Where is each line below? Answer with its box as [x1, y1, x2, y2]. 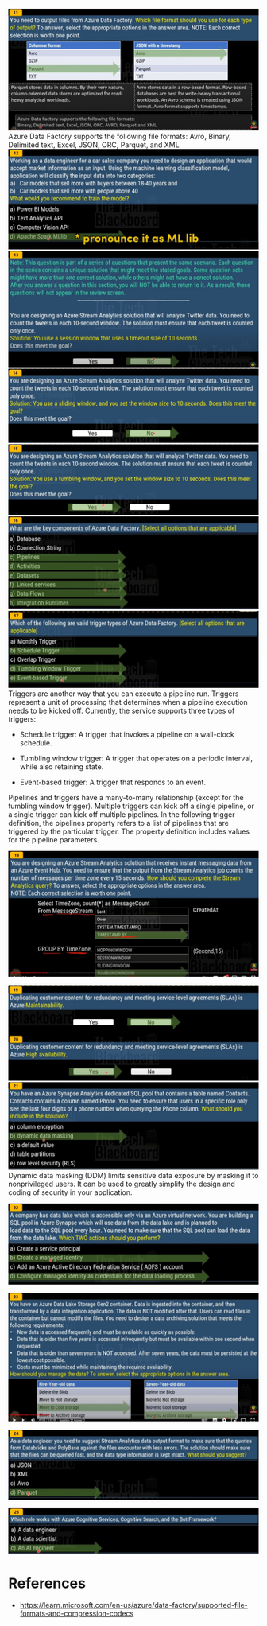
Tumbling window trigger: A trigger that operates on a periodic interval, [19, 753, 253, 764]
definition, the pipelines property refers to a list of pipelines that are [8, 819, 229, 828]
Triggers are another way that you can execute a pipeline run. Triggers [8, 689, 239, 698]
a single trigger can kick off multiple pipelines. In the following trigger [8, 810, 235, 819]
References [8, 1574, 86, 1592]
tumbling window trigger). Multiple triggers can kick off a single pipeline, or [8, 801, 254, 811]
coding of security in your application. [8, 1188, 133, 1197]
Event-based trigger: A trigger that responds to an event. [19, 777, 207, 788]
